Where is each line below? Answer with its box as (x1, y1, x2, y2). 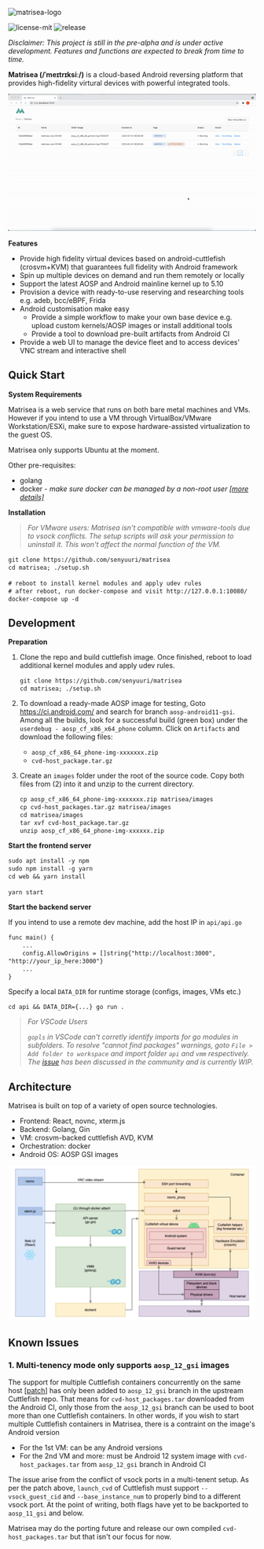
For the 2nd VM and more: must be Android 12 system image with (19, 1451, 232, 1460)
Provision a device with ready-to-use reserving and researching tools (19, 287, 244, 297)
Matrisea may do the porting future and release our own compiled (8, 1523, 222, 1532)
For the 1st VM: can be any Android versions (19, 1443, 163, 1452)
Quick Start (8, 368, 65, 382)
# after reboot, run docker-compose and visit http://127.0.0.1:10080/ (8, 587, 247, 595)
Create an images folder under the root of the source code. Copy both (19, 771, 245, 781)
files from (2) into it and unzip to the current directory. (19, 779, 195, 789)
